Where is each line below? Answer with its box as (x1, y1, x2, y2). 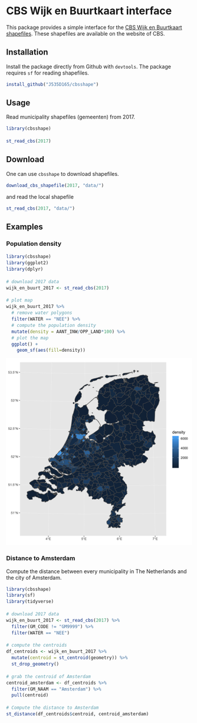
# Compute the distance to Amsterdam (6, 705, 99, 711)
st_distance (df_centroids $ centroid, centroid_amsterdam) (6, 711, 149, 717)
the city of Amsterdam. (6, 574, 62, 581)
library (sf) (6, 592, 35, 599)
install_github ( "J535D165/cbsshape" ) (6, 81, 99, 87)
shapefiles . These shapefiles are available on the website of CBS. (6, 30, 165, 37)
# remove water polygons (11, 310, 73, 316)
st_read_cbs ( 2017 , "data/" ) (6, 205, 75, 211)
